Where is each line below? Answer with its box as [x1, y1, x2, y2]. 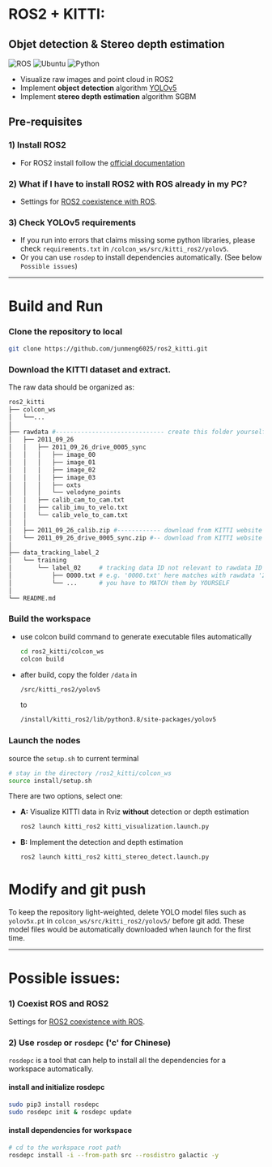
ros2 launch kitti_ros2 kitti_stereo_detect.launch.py [19, 853, 210, 861]
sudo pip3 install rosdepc [8, 1100, 100, 1109]
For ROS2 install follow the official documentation [19, 157, 185, 167]
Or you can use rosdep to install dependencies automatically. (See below [19, 252, 262, 262]
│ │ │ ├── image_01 [8, 458, 96, 467]
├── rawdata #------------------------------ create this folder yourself [8, 428, 266, 437]
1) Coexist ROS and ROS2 [8, 998, 109, 1010]
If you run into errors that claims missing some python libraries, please [19, 235, 256, 245]
